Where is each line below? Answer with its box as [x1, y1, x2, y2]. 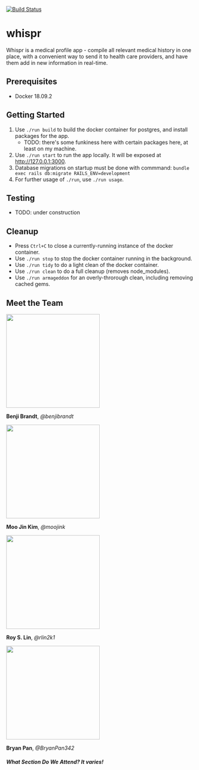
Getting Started [6, 110, 65, 120]
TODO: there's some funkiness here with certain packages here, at [23, 139, 188, 146]
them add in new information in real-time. [6, 59, 108, 66]
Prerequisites [6, 77, 57, 87]
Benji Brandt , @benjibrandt [6, 413, 74, 420]
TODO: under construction [14, 209, 81, 216]
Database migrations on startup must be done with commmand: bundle [14, 164, 189, 171]
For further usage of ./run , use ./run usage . [14, 176, 124, 183]
